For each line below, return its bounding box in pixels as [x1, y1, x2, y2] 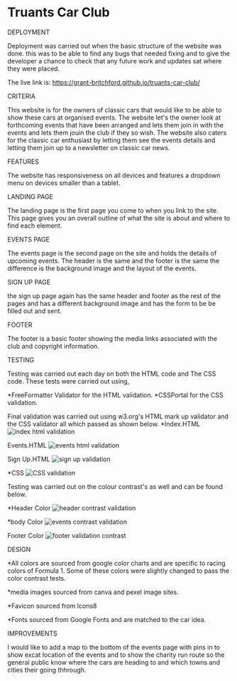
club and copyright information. [7, 342, 99, 350]
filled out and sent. [7, 307, 62, 315]
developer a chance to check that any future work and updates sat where [7, 56, 222, 65]
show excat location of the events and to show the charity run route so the [7, 650, 225, 659]
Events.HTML [7, 440, 48, 449]
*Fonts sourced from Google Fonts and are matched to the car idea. [7, 615, 206, 623]
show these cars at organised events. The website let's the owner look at [7, 113, 221, 122]
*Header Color [7, 503, 51, 512]
